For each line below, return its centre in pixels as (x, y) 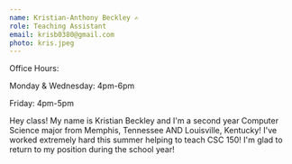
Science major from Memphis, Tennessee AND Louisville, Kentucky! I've (143, 131)
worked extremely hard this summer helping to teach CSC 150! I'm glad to (146, 140)
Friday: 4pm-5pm (42, 104)
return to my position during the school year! (92, 150)
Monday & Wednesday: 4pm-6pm (72, 86)
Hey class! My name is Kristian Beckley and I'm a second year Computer (144, 121)
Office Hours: (34, 68)
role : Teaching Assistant (58, 26)
